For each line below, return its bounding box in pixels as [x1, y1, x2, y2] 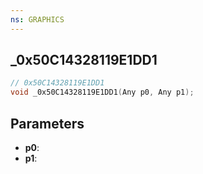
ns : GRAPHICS [10, 14, 65, 25]
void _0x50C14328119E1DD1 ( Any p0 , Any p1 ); [10, 87, 195, 98]
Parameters [10, 115, 85, 132]
